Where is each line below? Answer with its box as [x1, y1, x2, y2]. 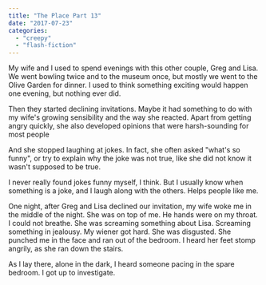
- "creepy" [15, 34, 52, 42]
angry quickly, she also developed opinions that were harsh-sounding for [8, 121, 249, 131]
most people [8, 129, 50, 140]
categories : [8, 26, 48, 34]
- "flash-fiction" [15, 42, 77, 49]
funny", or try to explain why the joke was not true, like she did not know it [8, 153, 252, 164]
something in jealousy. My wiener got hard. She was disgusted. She [8, 227, 232, 236]
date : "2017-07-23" [8, 19, 73, 27]
